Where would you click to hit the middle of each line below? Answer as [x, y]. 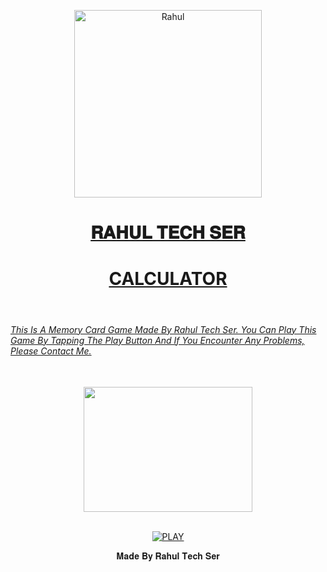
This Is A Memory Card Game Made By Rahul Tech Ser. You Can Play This [163, 329]
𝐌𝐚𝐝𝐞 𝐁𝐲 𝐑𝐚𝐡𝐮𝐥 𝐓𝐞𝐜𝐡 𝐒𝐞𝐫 [168, 556]
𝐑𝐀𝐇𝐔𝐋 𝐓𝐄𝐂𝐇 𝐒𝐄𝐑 [168, 232]
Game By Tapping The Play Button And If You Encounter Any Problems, [157, 340]
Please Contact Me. [51, 351]
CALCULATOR [168, 279]
